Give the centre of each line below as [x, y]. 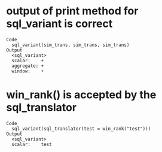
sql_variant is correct [59, 24]
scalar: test [32, 144]
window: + [28, 71]
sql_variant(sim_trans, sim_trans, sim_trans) [71, 45]
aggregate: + [28, 66]
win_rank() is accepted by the [81, 95]
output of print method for [72, 11]
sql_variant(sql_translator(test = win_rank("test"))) [81, 129]
